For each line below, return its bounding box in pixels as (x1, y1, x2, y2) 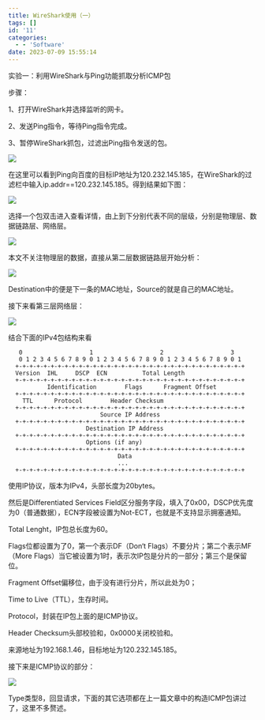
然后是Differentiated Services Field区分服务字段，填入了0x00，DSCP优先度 (8, 498, 254, 507)
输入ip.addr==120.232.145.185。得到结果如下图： (28, 179, 188, 189)
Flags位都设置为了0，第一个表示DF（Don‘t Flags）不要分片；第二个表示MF (8, 541, 252, 550)
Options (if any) (85, 439, 144, 447)
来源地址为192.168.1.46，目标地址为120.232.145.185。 (8, 645, 181, 654)
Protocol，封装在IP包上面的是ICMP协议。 (8, 612, 143, 620)
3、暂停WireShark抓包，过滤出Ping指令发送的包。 (8, 138, 172, 147)
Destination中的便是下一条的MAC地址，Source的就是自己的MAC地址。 (8, 285, 238, 293)
